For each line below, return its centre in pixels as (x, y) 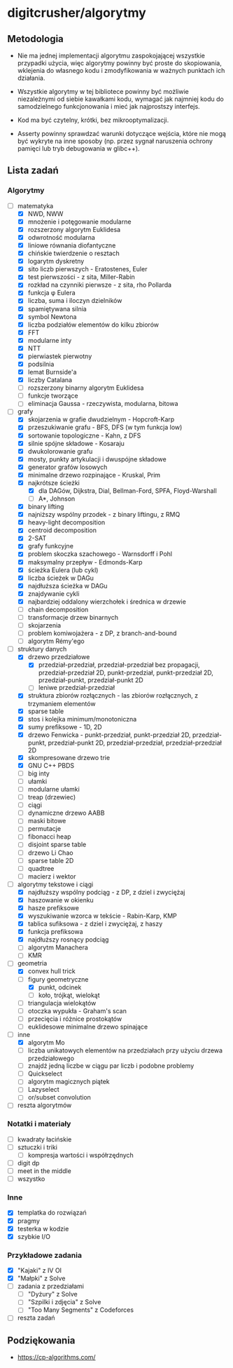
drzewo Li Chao (50, 853)
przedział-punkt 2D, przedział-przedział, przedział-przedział (135, 743)
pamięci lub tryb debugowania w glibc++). (78, 148)
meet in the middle (44, 1171)
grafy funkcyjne (50, 546)
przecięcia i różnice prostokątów (75, 1019)
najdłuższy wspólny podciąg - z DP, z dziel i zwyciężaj (106, 892)
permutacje (44, 829)
